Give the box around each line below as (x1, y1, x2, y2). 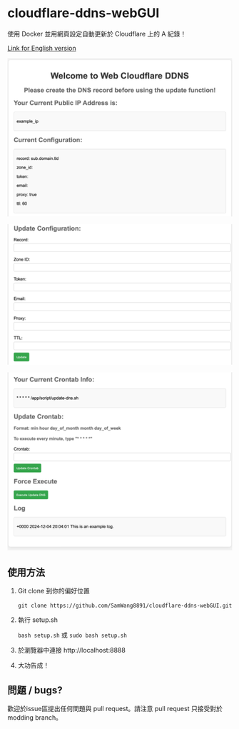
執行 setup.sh (17, 615, 59, 624)
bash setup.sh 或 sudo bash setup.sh (17, 630, 127, 640)
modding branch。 (7, 713, 63, 722)
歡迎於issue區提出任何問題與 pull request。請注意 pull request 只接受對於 (7, 705, 223, 713)
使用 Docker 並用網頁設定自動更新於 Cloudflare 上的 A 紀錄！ (7, 29, 187, 38)
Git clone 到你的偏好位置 (17, 587, 91, 595)
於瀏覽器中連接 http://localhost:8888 (17, 646, 126, 655)
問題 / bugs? (7, 684, 63, 696)
